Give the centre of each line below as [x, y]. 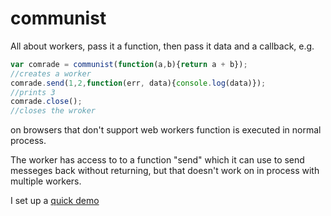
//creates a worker [51, 73]
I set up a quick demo [55, 201]
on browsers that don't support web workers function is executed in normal [166, 130]
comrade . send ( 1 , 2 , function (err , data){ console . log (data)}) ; [138, 83]
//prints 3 [33, 92]
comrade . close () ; [46, 102]
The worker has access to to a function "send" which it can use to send [157, 160]
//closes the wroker [53, 111]
